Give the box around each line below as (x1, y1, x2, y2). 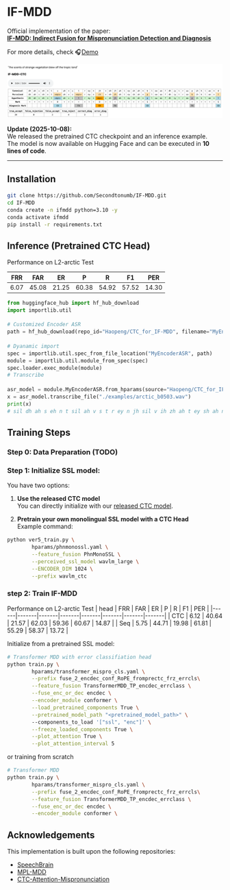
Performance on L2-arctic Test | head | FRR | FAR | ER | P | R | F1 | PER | (7, 604, 209, 613)
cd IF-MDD (7, 199, 36, 206)
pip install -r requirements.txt (7, 221, 103, 228)
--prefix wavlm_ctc (31, 573, 88, 580)
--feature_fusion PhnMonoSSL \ (31, 551, 121, 558)
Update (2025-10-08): (7, 125, 72, 134)
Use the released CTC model (16, 495, 101, 503)
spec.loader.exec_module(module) (7, 364, 103, 371)
